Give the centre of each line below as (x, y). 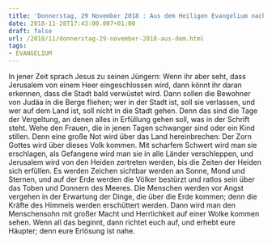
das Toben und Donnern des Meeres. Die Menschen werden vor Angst (126, 188)
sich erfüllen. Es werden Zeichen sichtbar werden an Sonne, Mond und (127, 171)
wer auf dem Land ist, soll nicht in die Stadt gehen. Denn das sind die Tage (133, 111)
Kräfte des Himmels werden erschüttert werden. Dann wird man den (122, 205)
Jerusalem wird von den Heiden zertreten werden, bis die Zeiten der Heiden (135, 162)
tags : (17, 46)
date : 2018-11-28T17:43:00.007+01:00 (72, 23)
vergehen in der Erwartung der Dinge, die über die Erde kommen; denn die (133, 196)
